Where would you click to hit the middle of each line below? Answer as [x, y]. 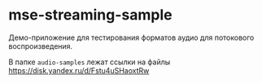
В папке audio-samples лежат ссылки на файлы [90, 62]
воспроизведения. [41, 46]
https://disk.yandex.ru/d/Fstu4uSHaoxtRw [79, 70]
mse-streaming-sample [90, 15]
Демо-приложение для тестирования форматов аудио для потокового [131, 37]
